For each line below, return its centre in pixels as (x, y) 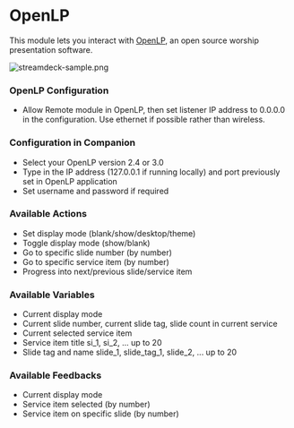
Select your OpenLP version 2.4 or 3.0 (93, 162)
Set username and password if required (95, 191)
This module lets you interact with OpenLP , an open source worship (134, 40)
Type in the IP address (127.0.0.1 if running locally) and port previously (151, 172)
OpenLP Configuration (59, 90)
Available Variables (52, 295)
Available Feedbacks (56, 375)
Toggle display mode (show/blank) (86, 243)
